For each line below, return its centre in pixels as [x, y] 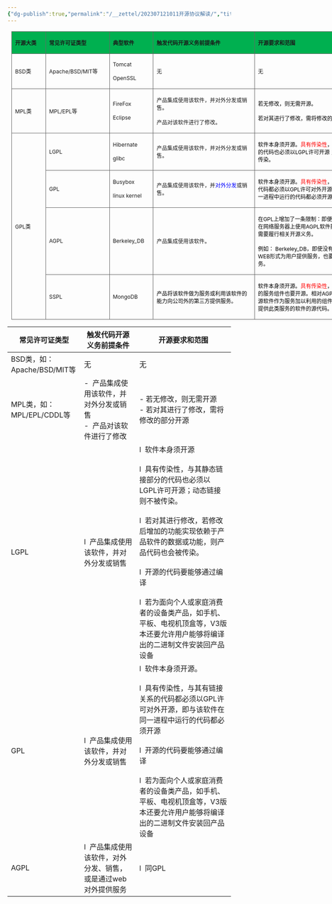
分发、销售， [105, 868]
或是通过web [105, 878]
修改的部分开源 [164, 420]
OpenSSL [124, 78]
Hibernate [125, 145]
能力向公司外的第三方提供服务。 [197, 301]
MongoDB [125, 297]
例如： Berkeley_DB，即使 [290, 249]
